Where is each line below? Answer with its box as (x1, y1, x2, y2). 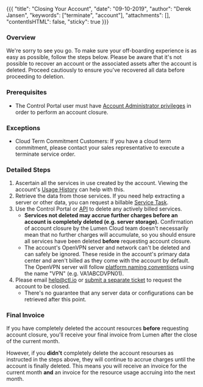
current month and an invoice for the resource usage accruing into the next (6, 369, 196, 376)
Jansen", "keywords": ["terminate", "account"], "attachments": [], (6, 12, 171, 19)
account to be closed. (15, 283, 70, 290)
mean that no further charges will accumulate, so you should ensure (24, 231, 196, 239)
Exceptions (6, 124, 41, 132)
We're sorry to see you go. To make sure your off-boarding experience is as (6, 47, 197, 54)
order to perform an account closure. (15, 108, 109, 116)
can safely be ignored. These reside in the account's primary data (24, 251, 190, 258)
